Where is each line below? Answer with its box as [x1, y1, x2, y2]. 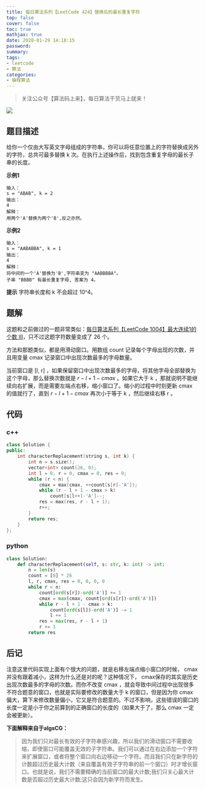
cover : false [6, 20, 40, 26]
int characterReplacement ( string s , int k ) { [17, 454, 135, 460]
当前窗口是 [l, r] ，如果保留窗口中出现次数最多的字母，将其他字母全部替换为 [6, 367, 196, 374]
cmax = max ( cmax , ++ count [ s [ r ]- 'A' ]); [38, 482, 138, 488]
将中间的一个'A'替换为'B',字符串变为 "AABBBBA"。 [6, 270, 121, 276]
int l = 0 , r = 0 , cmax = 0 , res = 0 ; [28, 470, 127, 476]
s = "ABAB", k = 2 [6, 190, 53, 196]
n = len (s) [28, 567, 56, 573]
